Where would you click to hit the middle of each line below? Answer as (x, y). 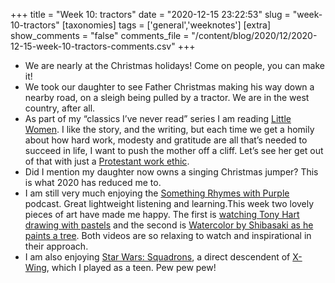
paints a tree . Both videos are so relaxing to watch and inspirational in (168, 235)
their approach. (56, 246)
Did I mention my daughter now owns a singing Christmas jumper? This (171, 172)
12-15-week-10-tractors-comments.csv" (93, 46)
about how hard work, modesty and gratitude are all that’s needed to (166, 140)
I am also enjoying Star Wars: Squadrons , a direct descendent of (157, 257)
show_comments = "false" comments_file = (100, 35)
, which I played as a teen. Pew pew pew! (131, 267)
